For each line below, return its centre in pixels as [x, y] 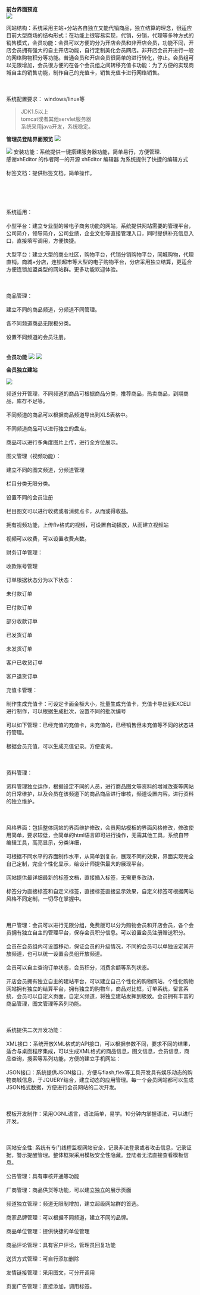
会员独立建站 [22, 370]
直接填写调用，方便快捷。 [48, 241]
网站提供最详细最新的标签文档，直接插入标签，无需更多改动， [82, 878]
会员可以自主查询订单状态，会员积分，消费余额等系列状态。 [79, 967]
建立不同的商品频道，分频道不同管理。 [53, 309]
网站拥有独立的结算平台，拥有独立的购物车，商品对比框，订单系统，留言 [95, 989]
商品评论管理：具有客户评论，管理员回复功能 [61, 1245]
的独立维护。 [22, 801]
